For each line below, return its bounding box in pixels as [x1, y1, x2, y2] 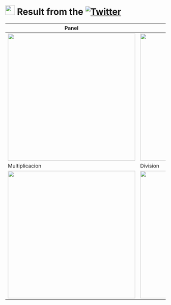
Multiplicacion [8, 162, 42, 169]
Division [140, 162, 159, 169]
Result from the [17, 6, 84, 18]
